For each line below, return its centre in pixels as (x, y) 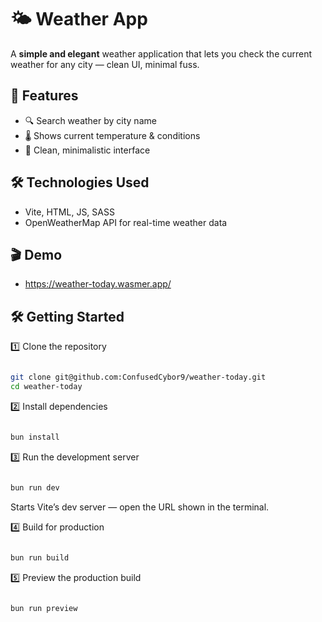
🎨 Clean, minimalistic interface (87, 150)
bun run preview (44, 608)
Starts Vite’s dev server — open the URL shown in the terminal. (140, 507)
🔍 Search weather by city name (90, 120)
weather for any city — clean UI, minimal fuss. (105, 64)
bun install (35, 437)
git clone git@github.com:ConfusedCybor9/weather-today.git (138, 377)
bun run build (40, 557)
